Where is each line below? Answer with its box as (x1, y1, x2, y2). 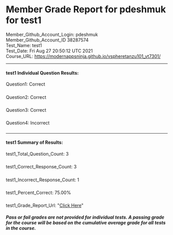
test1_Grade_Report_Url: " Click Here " (6, 202, 84, 208)
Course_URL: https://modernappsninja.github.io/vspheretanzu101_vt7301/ (6, 53, 161, 59)
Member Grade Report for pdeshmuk (6, 4, 166, 15)
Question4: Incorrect (6, 120, 50, 126)
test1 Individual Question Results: (6, 70, 79, 76)
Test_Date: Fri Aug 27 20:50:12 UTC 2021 (6, 48, 93, 54)
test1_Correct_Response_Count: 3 (6, 164, 77, 170)
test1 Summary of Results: (6, 139, 63, 145)
